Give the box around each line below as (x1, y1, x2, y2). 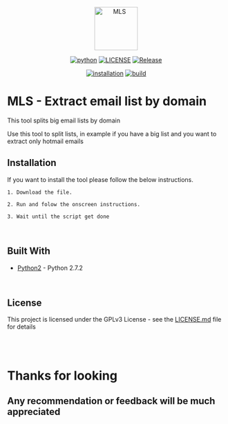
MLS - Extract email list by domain (7, 93, 207, 109)
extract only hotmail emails (7, 137, 84, 145)
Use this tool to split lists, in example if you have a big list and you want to (7, 129, 217, 138)
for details (7, 322, 36, 331)
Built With (7, 246, 50, 257)
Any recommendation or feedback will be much (7, 395, 216, 407)
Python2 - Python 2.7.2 (17, 264, 83, 272)
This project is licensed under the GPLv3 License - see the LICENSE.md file (7, 315, 222, 324)
